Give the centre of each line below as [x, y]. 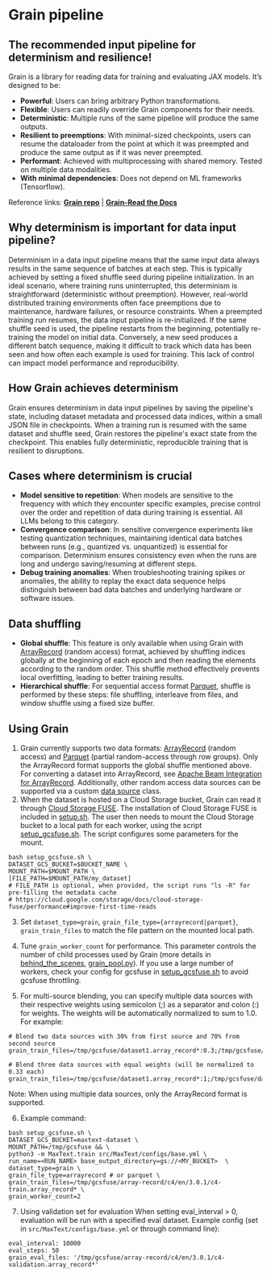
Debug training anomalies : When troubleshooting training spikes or [133, 573]
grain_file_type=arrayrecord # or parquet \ [84, 1176]
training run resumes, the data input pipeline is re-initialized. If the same [128, 320]
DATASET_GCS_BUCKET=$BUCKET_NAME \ [68, 865]
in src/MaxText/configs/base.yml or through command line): [120, 1229]
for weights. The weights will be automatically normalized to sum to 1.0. [138, 1013]
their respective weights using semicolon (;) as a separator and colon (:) [140, 1005]
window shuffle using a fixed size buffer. [87, 704]
